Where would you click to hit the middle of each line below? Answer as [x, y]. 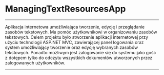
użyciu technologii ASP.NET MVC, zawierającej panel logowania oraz [74, 42]
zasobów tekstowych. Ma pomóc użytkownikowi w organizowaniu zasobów [81, 32]
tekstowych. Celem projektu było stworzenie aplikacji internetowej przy [77, 37]
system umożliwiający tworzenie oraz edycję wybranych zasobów [72, 47]
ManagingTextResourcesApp [65, 9]
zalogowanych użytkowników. [35, 63]
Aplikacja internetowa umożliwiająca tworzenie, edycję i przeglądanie [75, 27]
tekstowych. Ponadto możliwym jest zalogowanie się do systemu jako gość [81, 52]
